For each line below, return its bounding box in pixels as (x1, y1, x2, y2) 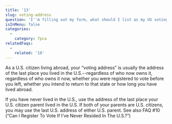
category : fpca (14, 36, 47, 42)
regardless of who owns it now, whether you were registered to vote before (5, 75, 164, 81)
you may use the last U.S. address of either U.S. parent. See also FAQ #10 (5, 107, 160, 113)
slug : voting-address (5, 12, 52, 17)
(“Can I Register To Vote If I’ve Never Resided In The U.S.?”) (5, 112, 131, 118)
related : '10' (14, 50, 45, 55)
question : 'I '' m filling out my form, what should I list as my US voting (5, 17, 168, 22)
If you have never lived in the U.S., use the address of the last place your (5, 96, 159, 102)
